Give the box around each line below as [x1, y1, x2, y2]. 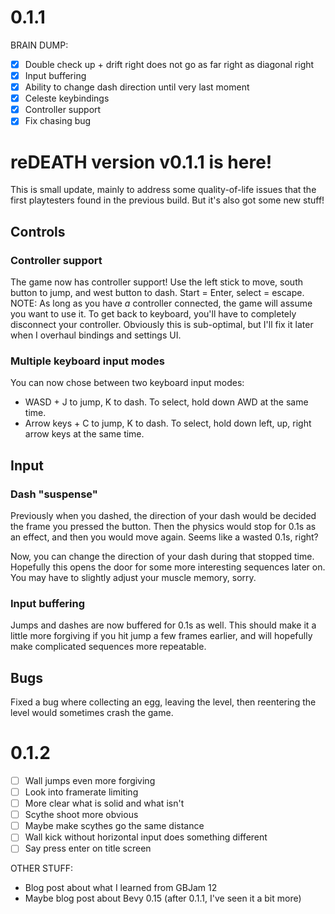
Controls [10, 223, 66, 240]
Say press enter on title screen [24, 842, 152, 855]
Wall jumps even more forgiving [24, 774, 156, 786]
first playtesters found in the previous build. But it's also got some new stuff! [10, 194, 325, 206]
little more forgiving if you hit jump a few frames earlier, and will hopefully [10, 630, 313, 642]
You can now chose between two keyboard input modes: [10, 377, 245, 389]
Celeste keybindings [24, 92, 110, 105]
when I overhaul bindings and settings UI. [10, 329, 182, 341]
